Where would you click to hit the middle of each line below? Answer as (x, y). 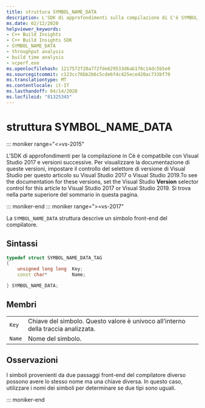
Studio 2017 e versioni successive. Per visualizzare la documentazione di (98, 162)
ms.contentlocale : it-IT (38, 86)
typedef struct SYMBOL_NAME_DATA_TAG (54, 258)
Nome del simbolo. (55, 339)
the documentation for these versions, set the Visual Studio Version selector (103, 181)
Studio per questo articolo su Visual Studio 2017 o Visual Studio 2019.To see (102, 175)
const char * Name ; (52, 275)
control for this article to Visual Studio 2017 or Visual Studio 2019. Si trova (99, 188)
